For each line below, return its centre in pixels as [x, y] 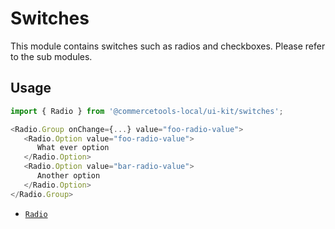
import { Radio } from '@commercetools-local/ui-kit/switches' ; [147, 111]
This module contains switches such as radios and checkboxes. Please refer [168, 46]
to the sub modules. [51, 56]
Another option [68, 176]
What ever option [73, 148]
